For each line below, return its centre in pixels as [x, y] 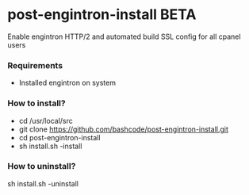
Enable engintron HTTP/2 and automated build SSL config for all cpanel [124, 36]
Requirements [35, 65]
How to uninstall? [42, 166]
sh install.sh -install [50, 146]
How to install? [36, 103]
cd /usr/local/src [46, 120]
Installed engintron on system [67, 83]
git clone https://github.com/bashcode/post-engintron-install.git [124, 129]
